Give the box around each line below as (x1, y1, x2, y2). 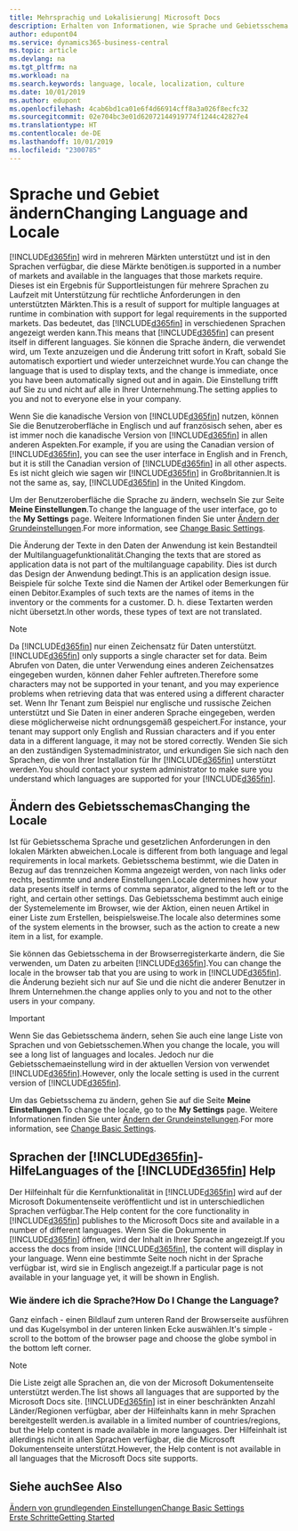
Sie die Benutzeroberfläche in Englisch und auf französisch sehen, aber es (9, 420, 283, 430)
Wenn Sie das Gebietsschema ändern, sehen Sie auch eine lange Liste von (9, 1030, 283, 1041)
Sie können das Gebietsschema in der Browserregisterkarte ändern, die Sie (9, 948, 286, 959)
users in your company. (9, 995, 96, 1007)
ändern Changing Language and (9, 202, 249, 223)
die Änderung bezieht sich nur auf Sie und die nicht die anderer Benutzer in (9, 977, 286, 987)
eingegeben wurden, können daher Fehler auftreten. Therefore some (9, 669, 259, 680)
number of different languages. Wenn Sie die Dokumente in (9, 1224, 227, 1235)
